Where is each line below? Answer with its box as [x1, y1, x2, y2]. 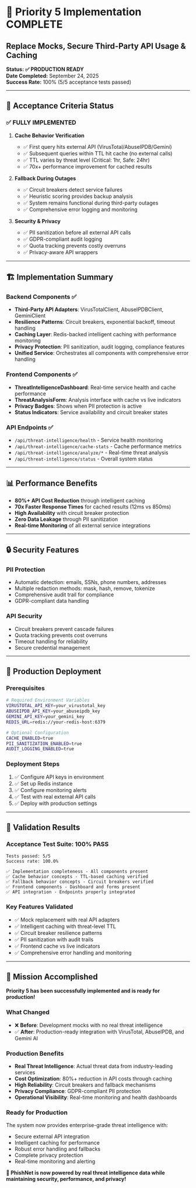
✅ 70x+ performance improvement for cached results [23, 163, 152, 170]
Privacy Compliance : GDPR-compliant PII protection [14, 1088, 141, 1095]
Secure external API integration [14, 1133, 90, 1140]
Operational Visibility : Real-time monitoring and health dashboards [14, 1094, 177, 1101]
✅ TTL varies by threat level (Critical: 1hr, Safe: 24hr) [23, 156, 150, 163]
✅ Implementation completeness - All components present [6, 869, 149, 875]
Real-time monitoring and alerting [14, 1158, 96, 1165]
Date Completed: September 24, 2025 [6, 73, 99, 79]
